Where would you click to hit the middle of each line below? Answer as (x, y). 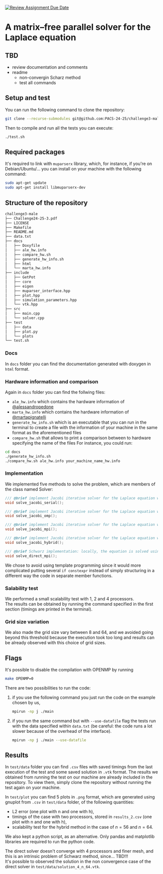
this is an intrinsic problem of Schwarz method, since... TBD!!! (67, 856)
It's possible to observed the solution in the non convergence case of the (78, 861)
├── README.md (19, 232)
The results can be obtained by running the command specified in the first (79, 604)
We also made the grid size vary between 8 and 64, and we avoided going (79, 632)
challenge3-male (21, 214)
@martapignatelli (29, 417)
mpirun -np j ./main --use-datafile (49, 740)
